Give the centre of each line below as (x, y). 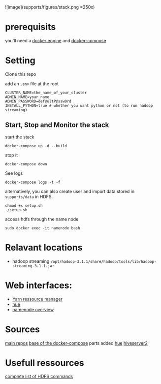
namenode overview (33, 309)
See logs (14, 173)
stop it (12, 155)
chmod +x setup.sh (24, 206)
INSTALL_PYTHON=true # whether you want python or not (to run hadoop (79, 105)
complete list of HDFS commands (39, 377)
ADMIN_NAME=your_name (27, 97)
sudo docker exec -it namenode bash (43, 228)
